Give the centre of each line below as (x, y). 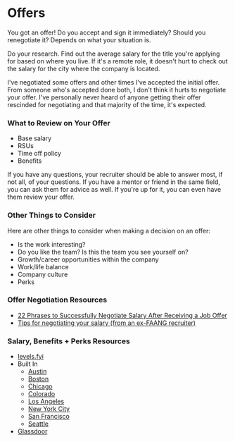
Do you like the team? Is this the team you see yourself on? (103, 252)
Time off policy (39, 154)
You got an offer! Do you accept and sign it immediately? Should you (107, 32)
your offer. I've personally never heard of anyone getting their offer (104, 97)
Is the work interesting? (51, 244)
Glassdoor (32, 431)
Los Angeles (46, 401)
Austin (37, 372)
